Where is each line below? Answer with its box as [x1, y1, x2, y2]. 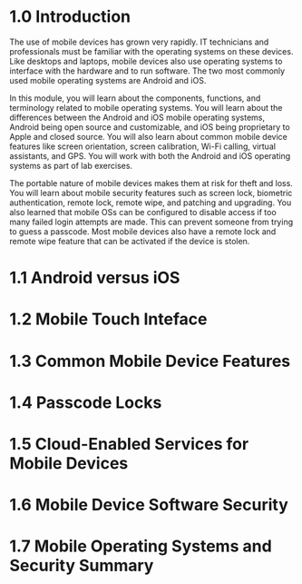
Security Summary [9, 556, 154, 576]
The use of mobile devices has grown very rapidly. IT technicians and [9, 36, 269, 47]
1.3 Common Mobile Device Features [9, 351, 291, 371]
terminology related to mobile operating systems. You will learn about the [9, 102, 283, 113]
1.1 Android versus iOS [9, 268, 180, 288]
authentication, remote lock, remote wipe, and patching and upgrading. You [9, 197, 292, 208]
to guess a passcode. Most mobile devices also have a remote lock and [9, 225, 277, 237]
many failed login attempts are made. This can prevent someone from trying [9, 216, 293, 227]
